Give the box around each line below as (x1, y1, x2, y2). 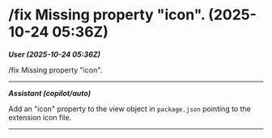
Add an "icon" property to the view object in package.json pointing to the (8, 103, 251, 114)
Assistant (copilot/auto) (8, 88, 91, 98)
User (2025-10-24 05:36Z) (8, 49, 101, 59)
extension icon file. (8, 112, 72, 122)
